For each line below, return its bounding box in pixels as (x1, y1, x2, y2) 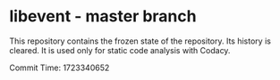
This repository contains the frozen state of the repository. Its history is (9, 36, 271, 46)
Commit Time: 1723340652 (9, 62, 110, 73)
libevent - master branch (9, 6, 197, 27)
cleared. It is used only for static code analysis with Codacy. (9, 44, 231, 55)
